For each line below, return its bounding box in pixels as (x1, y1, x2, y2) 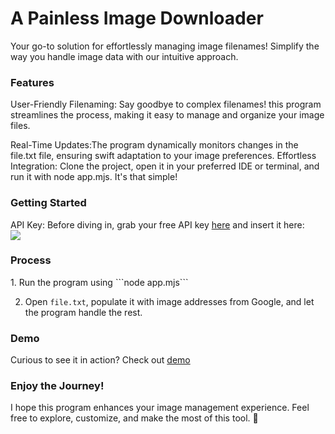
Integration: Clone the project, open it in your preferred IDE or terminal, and (10, 160, 320, 172)
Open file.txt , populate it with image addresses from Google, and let (24, 295, 315, 307)
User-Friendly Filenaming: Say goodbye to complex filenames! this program (10, 98, 322, 111)
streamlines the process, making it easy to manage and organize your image (10, 109, 325, 121)
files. (10, 120, 31, 132)
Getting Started (10, 196, 87, 210)
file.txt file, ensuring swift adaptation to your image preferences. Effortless (10, 150, 317, 162)
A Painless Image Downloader (10, 7, 264, 30)
